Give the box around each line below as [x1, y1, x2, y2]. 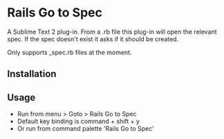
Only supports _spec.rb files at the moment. [7, 48, 133, 56]
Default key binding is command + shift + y [17, 117, 140, 125]
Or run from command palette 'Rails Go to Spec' [17, 125, 154, 133]
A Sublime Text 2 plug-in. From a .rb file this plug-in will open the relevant [7, 28, 217, 36]
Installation [7, 68, 57, 80]
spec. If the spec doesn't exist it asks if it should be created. [7, 34, 179, 43]
